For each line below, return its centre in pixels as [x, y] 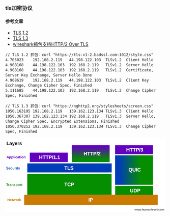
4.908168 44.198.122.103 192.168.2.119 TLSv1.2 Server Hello [79, 65]
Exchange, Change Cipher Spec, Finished [49, 86]
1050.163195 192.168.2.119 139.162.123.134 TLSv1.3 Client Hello [79, 111]
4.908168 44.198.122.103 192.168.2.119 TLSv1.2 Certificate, [79, 70]
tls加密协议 [19, 8]
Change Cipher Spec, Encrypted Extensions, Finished [62, 121]
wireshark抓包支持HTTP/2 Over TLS [51, 44]
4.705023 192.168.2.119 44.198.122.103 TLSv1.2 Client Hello [79, 60]
